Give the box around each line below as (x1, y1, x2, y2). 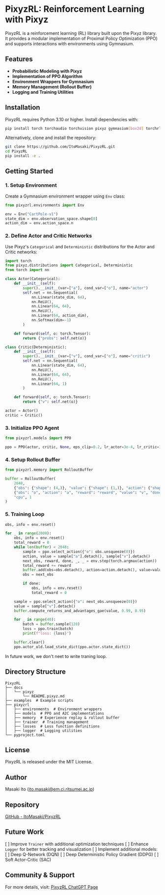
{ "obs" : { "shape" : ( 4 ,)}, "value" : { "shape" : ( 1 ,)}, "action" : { (14, 485, 151, 490)
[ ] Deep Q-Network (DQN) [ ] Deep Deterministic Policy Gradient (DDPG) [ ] (5, 851, 159, 857)
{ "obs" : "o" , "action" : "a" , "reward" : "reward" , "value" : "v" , (14, 490, 148, 495)
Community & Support (5, 871, 75, 879)
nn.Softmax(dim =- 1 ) (31, 318, 71, 323)
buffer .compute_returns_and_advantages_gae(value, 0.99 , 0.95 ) (14, 608, 146, 613)
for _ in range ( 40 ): (14, 617, 56, 622)
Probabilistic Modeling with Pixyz (12, 68, 82, 74)
